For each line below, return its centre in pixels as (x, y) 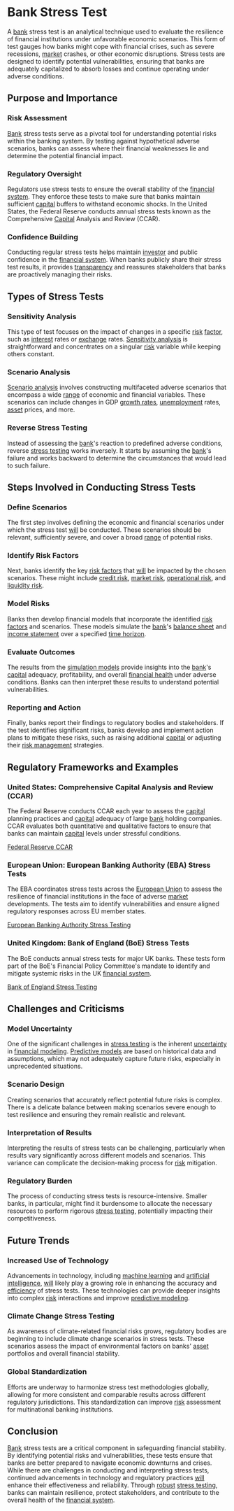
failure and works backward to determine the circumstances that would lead (117, 458)
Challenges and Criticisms (66, 1009)
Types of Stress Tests (56, 296)
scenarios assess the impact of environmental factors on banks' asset (108, 1346)
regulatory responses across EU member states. (77, 911)
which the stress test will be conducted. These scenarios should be (104, 530)
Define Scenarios (37, 507)
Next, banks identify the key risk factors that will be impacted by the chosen (117, 570)
